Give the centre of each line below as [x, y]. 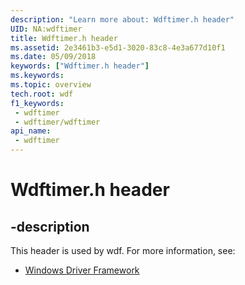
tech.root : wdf [42, 94]
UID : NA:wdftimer [46, 29]
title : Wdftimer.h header [64, 38]
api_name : [31, 131]
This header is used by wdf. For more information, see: [123, 250]
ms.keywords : [37, 76]
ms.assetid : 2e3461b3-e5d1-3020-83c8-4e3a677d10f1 [118, 47]
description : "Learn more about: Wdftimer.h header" [122, 19]
